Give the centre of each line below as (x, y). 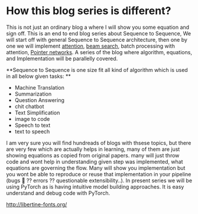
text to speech (32, 131)
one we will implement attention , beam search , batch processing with (91, 46)
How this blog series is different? (89, 11)
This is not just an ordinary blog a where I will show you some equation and (98, 27)
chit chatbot (29, 106)
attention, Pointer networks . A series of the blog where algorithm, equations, (99, 52)
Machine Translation (40, 87)
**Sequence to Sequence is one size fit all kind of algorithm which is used (97, 70)
